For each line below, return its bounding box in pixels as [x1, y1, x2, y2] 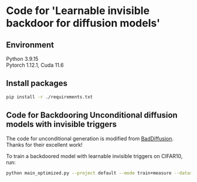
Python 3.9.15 [6, 56, 39, 62]
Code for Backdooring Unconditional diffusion [6, 110, 178, 121]
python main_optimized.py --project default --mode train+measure [6, 170, 172, 176]
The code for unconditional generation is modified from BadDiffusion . [6, 135, 174, 142]
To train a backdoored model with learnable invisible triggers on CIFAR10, [6, 152, 183, 159]
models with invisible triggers [6, 119, 117, 129]
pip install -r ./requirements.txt [6, 94, 93, 100]
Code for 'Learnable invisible [6, 4, 150, 18]
